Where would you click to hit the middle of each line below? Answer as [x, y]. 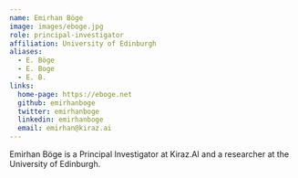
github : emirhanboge [57, 103]
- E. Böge [36, 60]
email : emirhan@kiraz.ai [65, 129]
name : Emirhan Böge [46, 18]
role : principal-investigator [67, 35]
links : [22, 86]
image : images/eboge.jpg [57, 26]
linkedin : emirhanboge [61, 120]
